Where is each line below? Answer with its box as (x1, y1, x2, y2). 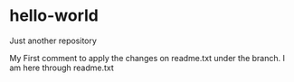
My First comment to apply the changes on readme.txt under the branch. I (9, 52, 285, 63)
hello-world (9, 5, 100, 26)
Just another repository (9, 35, 98, 46)
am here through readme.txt (9, 62, 115, 73)
